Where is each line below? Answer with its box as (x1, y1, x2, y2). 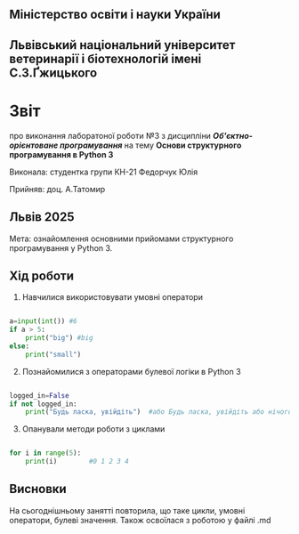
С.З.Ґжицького (9, 65, 98, 80)
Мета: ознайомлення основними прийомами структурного (9, 233, 234, 244)
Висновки (9, 481, 67, 497)
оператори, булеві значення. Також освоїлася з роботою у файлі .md (9, 514, 271, 525)
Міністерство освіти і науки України (9, 7, 221, 22)
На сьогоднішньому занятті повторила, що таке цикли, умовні (9, 505, 246, 515)
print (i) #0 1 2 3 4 (25, 457, 129, 466)
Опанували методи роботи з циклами (21, 424, 166, 434)
